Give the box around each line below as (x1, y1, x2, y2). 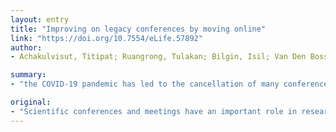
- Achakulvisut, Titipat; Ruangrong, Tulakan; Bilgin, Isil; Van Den (10, 52, 307, 62)
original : (10, 97, 52, 107)
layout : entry (10, 14, 70, 25)
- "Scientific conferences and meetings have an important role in (10, 106, 298, 116)
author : (10, 42, 43, 53)
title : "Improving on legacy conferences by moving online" (10, 24, 267, 34)
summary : (10, 70, 47, 80)
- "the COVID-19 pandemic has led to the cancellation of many (10, 79, 280, 90)
